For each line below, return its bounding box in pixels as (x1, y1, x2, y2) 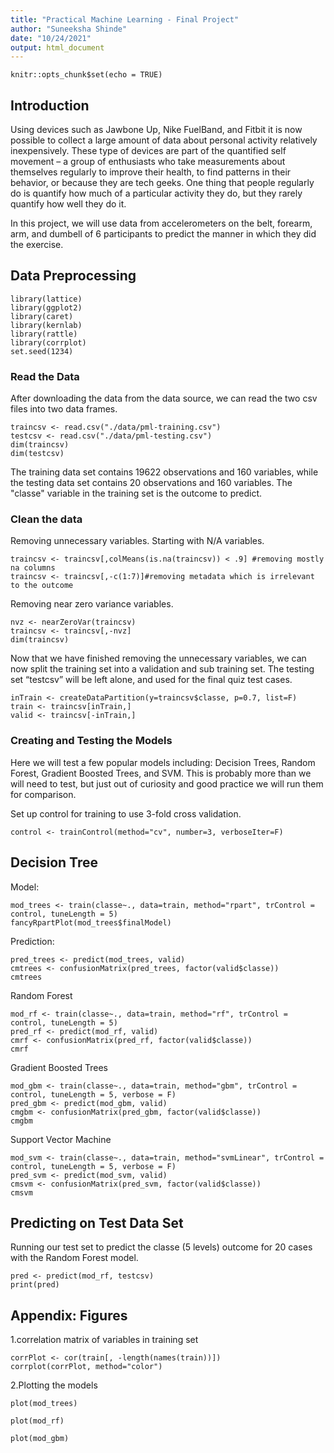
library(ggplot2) (10, 302, 83, 313)
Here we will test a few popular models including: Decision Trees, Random (10, 756, 316, 768)
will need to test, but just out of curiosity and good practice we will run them (10, 777, 324, 790)
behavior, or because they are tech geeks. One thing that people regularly (10, 177, 315, 189)
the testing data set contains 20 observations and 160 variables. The (10, 477, 293, 489)
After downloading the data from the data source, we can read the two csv (10, 392, 318, 405)
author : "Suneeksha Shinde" (10, 24, 128, 34)
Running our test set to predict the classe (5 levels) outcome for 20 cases (10, 1241, 313, 1253)
